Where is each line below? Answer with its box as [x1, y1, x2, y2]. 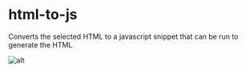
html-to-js [8, 6, 78, 24]
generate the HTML [8, 40, 73, 49]
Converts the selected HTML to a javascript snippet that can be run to [8, 32, 239, 41]
